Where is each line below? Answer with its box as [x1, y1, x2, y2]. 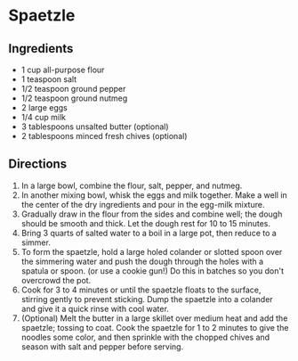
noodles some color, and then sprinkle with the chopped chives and [20, 332, 270, 342]
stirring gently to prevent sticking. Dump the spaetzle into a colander [20, 293, 273, 304]
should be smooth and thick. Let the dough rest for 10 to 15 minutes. [20, 217, 270, 228]
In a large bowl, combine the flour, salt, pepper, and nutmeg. [20, 180, 243, 191]
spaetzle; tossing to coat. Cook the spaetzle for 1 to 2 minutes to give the [20, 322, 289, 332]
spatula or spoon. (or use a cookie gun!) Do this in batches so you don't [20, 265, 285, 276]
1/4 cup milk [20, 112, 67, 122]
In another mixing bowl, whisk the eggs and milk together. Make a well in [20, 189, 288, 201]
